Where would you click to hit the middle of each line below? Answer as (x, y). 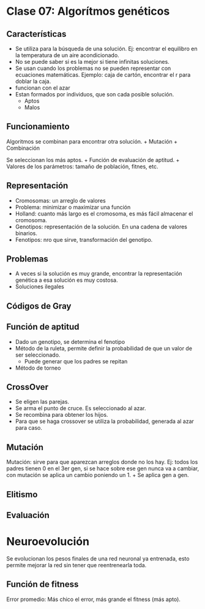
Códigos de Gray (39, 306)
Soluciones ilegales (39, 287)
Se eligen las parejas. (42, 402)
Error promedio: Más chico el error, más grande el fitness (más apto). (93, 599)
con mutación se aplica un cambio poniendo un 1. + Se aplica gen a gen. (98, 475)
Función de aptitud (43, 327)
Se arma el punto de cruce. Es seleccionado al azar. (80, 408)
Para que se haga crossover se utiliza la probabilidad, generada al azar (105, 421)
